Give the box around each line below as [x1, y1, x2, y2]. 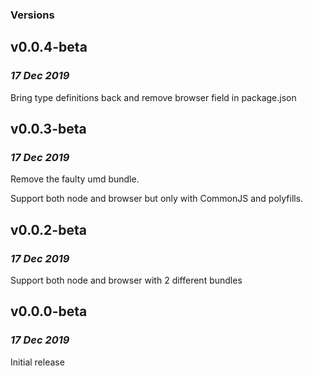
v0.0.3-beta [10, 121, 87, 137]
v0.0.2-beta [10, 221, 87, 238]
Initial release [10, 356, 65, 368]
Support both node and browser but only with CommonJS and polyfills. [10, 193, 304, 205]
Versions [10, 8, 55, 22]
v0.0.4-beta [10, 39, 88, 56]
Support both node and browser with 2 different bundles [10, 274, 243, 286]
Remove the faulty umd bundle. [10, 173, 140, 185]
